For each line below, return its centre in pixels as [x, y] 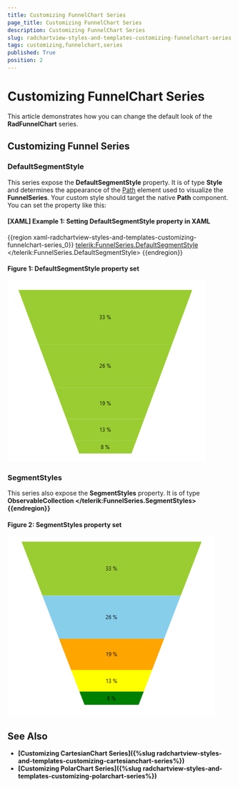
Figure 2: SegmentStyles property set [65, 524]
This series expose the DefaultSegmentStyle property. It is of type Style [115, 182]
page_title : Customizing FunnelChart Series [75, 22]
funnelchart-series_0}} [41, 245]
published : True [31, 53]
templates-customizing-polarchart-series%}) [87, 776]
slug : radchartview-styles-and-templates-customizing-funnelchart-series [120, 38]
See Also [28, 736]
